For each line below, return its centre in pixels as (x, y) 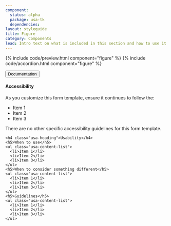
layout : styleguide (26, 29)
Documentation (22, 74)
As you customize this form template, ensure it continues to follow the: (80, 97)
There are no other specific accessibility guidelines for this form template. (83, 128)
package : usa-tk (27, 19)
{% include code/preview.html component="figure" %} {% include (75, 58)
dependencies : (25, 24)
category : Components (28, 39)
